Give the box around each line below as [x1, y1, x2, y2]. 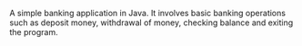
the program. [9, 27, 58, 37]
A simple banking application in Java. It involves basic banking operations [9, 8, 287, 18]
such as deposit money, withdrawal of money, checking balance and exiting [9, 17, 294, 28]
